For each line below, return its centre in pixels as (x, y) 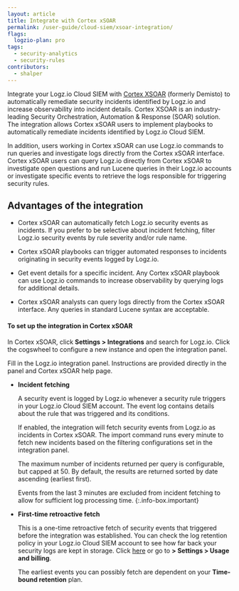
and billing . (34, 558)
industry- (207, 109)
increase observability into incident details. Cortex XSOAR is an (100, 109)
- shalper (28, 73)
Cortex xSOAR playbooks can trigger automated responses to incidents (122, 252)
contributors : (28, 67)
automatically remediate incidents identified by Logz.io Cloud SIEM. (106, 132)
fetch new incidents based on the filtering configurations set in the (115, 442)
